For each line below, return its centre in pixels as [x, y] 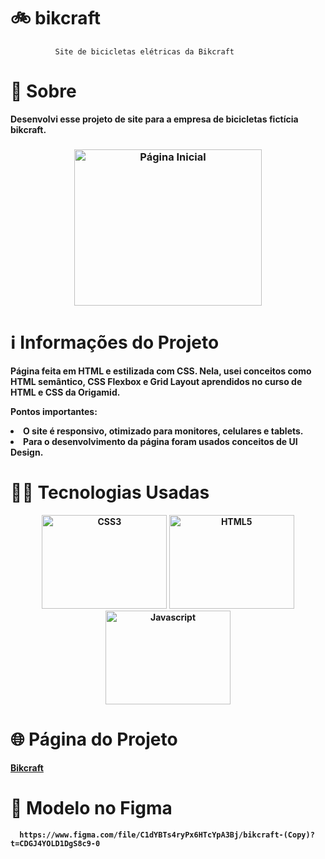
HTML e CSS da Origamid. [65, 392]
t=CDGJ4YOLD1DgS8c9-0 [55, 843]
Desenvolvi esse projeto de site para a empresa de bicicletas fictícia [154, 119]
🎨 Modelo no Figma [91, 807]
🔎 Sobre [43, 91]
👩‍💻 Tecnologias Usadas [110, 492]
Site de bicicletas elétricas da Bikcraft [144, 51]
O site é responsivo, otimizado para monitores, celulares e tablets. [163, 431]
